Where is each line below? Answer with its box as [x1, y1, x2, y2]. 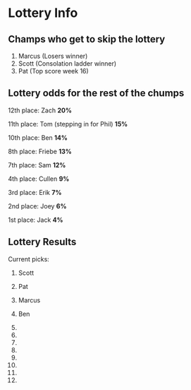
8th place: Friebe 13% [8, 147, 73, 155]
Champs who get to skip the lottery [8, 33, 166, 45]
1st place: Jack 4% [8, 215, 63, 224]
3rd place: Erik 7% [8, 188, 62, 196]
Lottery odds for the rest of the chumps [8, 87, 185, 100]
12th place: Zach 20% [8, 106, 73, 114]
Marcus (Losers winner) [18, 52, 88, 60]
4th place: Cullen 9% [8, 175, 70, 183]
